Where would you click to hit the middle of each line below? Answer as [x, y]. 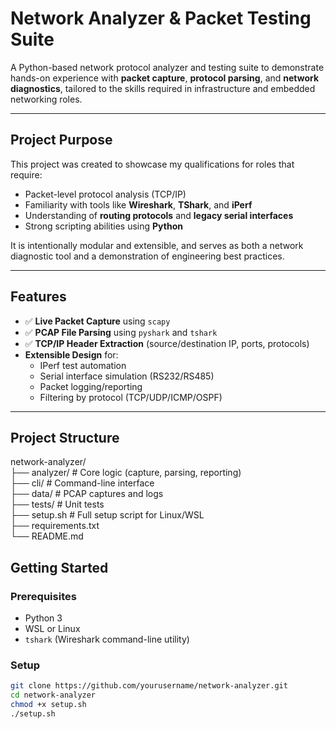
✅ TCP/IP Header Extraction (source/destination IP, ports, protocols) [167, 343]
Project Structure [65, 437]
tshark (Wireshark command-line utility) [107, 639]
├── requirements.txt [55, 526]
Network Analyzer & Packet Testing [161, 18]
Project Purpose [61, 140]
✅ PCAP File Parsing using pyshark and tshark [121, 332]
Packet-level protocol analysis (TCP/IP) [105, 194]
